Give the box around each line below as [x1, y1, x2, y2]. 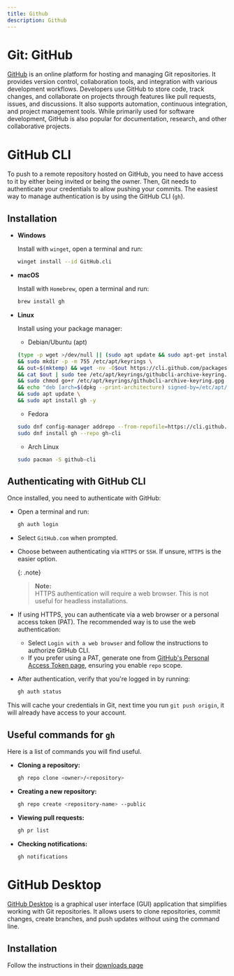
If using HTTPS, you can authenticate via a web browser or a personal [17, 610, 219, 619]
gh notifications [17, 853, 68, 860]
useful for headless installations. [34, 597, 129, 605]
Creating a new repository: [17, 787, 97, 795]
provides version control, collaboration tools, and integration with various [7, 78, 218, 86]
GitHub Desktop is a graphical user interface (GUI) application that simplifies [7, 900, 227, 908]
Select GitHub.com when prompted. [17, 534, 118, 542]
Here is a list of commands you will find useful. [7, 747, 142, 755]
